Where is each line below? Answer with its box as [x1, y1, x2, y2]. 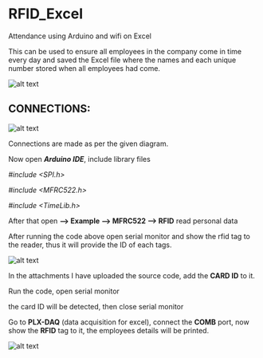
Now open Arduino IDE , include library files [8, 154, 151, 163]
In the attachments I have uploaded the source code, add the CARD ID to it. [8, 270, 255, 280]
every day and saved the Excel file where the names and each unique [8, 55, 237, 65]
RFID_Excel [8, 5, 84, 23]
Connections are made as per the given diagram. [8, 139, 169, 148]
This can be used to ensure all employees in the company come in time [8, 46, 242, 56]
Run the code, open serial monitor [8, 286, 120, 296]
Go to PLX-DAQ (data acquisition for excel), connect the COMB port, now [8, 317, 249, 327]
